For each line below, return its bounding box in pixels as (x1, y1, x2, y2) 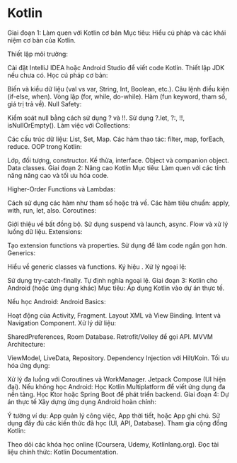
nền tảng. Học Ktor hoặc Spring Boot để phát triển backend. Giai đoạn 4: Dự (7, 390, 229, 398)
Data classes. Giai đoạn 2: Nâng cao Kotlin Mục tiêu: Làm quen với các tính (7, 163, 226, 172)
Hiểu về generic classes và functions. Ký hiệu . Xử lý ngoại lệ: (7, 262, 187, 271)
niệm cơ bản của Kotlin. (7, 35, 76, 44)
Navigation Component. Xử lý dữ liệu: (7, 318, 117, 327)
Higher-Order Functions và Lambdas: (7, 184, 116, 193)
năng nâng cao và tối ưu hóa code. (7, 171, 109, 179)
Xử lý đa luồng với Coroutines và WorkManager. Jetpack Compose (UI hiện (7, 374, 226, 384)
